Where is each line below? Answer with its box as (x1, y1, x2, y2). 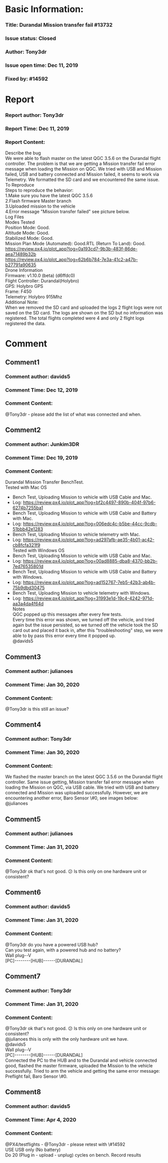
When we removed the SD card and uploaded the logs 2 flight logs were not (5, 304, 162, 310)
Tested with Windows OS (12, 548, 65, 554)
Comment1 (5, 358, 40, 367)
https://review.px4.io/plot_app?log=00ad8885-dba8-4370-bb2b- (23, 558, 158, 564)
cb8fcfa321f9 (12, 542, 41, 548)
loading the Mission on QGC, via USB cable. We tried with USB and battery (5, 784, 159, 790)
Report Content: (5, 138, 46, 145)
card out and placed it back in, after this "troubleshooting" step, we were (12, 627, 163, 633)
